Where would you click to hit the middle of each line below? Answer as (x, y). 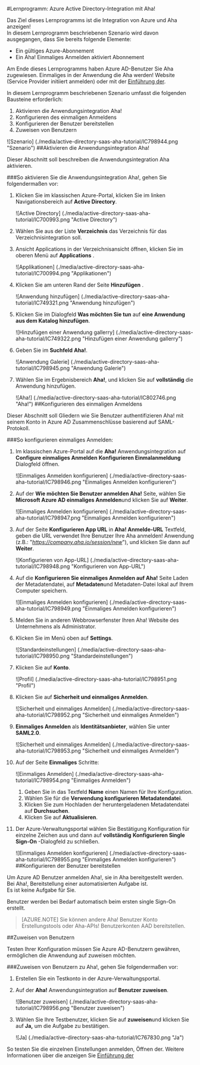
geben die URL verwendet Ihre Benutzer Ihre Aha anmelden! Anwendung (104, 536)
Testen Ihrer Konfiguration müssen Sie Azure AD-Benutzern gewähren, (94, 949)
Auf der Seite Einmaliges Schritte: (57, 762)
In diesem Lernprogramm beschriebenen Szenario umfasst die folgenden (96, 93)
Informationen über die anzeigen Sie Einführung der (70, 1055)
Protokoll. (18, 428)
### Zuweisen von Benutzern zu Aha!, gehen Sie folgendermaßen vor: (93, 967)
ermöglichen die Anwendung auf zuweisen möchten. (71, 955)
